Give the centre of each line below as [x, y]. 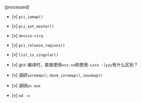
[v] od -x [21, 95]
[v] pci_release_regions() [38, 45]
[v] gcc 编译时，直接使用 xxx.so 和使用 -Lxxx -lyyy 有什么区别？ [75, 65]
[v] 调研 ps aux [26, 86]
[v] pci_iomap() [27, 16]
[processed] [17, 7]
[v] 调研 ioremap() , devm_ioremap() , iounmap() [57, 75]
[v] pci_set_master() [33, 26]
